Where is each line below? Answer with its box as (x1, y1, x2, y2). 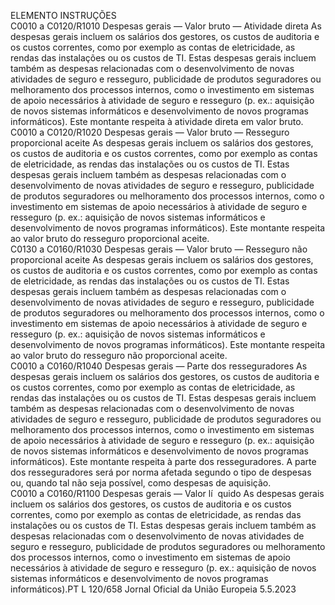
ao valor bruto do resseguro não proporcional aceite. (10, 350, 228, 361)
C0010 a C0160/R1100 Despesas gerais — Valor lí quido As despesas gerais (10, 488, 325, 499)
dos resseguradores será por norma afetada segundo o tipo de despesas (10, 466, 312, 478)
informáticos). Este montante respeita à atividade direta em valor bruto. (10, 116, 304, 127)
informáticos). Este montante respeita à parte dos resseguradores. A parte (10, 456, 317, 467)
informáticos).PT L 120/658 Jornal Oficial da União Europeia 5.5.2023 (10, 583, 297, 595)
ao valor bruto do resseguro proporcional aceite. (10, 233, 210, 244)
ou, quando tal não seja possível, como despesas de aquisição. (10, 477, 272, 489)
